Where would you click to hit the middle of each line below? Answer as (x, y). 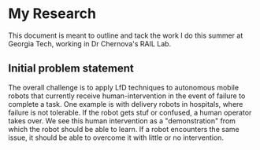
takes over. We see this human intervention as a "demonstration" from (122, 121)
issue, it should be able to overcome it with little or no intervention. (116, 137)
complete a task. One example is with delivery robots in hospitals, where (126, 104)
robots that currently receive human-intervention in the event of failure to (127, 96)
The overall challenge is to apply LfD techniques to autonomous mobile (123, 87)
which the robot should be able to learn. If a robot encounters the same (124, 129)
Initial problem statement (71, 69)
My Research (52, 14)
